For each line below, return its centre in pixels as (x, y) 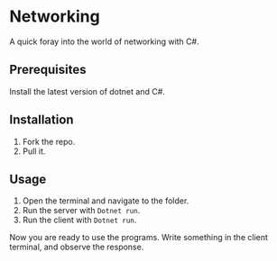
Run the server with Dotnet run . (81, 211)
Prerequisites (48, 70)
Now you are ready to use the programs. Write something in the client (139, 238)
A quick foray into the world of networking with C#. (105, 41)
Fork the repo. (49, 141)
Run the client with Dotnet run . (79, 220)
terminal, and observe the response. (77, 247)
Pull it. (34, 151)
